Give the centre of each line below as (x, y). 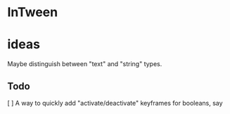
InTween (33, 12)
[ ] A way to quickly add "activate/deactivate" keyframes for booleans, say (115, 103)
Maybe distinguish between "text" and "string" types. (85, 64)
